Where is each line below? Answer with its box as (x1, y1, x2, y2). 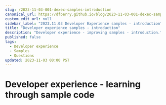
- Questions (9, 53, 35, 58)
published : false (5, 35, 41, 40)
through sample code (5, 89, 95, 101)
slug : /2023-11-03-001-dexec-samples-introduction (5, 7, 112, 12)
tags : (5, 39, 16, 44)
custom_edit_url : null (5, 16, 52, 21)
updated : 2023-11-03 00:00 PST (5, 58, 70, 63)
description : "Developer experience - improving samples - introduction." (5, 30, 163, 35)
